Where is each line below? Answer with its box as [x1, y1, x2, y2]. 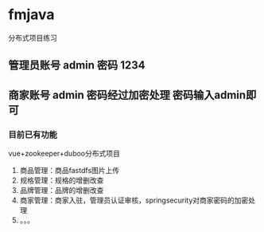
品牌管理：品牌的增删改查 [19, 186, 104, 195]
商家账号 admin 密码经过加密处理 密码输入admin [8, 88, 247, 101]
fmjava [8, 6, 55, 24]
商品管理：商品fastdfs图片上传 [19, 166, 120, 175]
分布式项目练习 [8, 33, 57, 42]
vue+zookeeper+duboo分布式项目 [8, 149, 121, 159]
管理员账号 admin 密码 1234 [8, 58, 146, 73]
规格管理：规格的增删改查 [19, 175, 104, 185]
